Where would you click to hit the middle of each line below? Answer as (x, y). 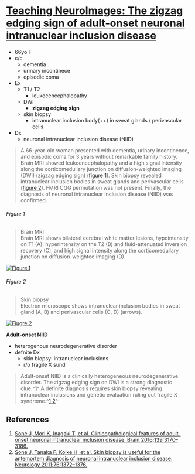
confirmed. (34, 200)
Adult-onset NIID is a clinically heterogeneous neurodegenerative (99, 376)
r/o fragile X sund (44, 365)
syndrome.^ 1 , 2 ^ (39, 401)
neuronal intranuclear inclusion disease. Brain (85, 440)
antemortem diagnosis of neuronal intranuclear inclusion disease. (93, 459)
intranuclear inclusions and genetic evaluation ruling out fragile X (99, 395)
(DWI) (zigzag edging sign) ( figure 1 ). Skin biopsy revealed (91, 175)
